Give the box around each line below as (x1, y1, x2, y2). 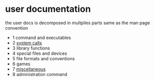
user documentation (5, 3, 91, 15)
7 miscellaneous (12, 66, 46, 72)
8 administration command (12, 71, 68, 77)
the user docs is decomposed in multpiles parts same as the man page (5, 20, 150, 26)
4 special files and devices (12, 50, 67, 56)
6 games (12, 61, 31, 67)
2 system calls (12, 40, 42, 45)
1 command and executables (12, 35, 71, 40)
